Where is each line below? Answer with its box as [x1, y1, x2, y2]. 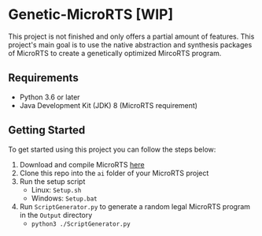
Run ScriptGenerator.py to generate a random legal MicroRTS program [19, 201, 250, 211]
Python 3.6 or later [19, 92, 80, 102]
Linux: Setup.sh [31, 185, 82, 194]
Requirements [8, 71, 79, 84]
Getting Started [8, 124, 86, 137]
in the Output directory [19, 210, 93, 219]
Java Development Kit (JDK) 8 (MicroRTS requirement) [19, 100, 198, 110]
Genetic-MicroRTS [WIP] [8, 6, 174, 24]
